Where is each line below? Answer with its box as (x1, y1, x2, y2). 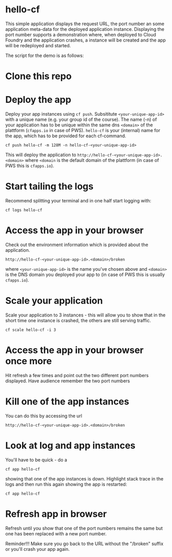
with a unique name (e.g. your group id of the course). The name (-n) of (5, 117, 157, 123)
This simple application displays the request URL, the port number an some (5, 21, 165, 27)
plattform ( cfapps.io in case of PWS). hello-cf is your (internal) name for (5, 127, 161, 134)
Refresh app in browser (5, 508, 107, 519)
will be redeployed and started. (5, 42, 71, 48)
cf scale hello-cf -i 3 (5, 327, 56, 332)
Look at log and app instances (5, 439, 136, 451)
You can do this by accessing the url (5, 413, 82, 419)
